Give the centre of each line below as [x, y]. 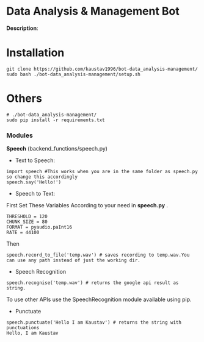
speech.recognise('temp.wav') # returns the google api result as [93, 283]
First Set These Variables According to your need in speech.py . [87, 205]
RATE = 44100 [23, 233]
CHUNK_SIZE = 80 [27, 222]
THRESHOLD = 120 [27, 217]
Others [24, 98]
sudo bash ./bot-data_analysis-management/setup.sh [73, 74]
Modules [20, 135]
